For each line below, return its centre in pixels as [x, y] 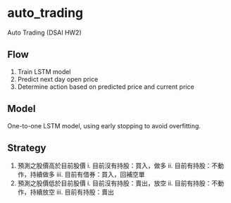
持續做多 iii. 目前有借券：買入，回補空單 [87, 175]
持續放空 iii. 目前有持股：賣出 [72, 192]
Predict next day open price [58, 79]
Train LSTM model [44, 71]
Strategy [27, 148]
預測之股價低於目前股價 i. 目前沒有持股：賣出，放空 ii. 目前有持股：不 [118, 183]
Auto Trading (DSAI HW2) [45, 32]
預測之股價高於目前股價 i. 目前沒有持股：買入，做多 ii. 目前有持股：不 [118, 166]
